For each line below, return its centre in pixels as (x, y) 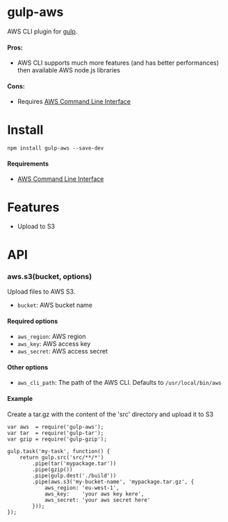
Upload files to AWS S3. (41, 291)
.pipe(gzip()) (52, 469)
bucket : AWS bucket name (55, 305)
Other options (28, 367)
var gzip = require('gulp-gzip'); (57, 439)
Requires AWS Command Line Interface (74, 102)
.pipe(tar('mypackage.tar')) (74, 464)
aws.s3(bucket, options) (50, 276)
